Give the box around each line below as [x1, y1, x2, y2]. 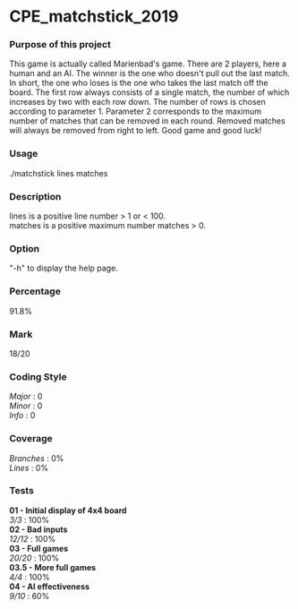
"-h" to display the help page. [9, 262, 118, 274]
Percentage [9, 285, 61, 297]
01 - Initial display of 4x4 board [9, 504, 127, 516]
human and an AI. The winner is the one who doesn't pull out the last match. [9, 68, 290, 79]
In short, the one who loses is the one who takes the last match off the [9, 78, 268, 89]
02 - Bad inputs [9, 524, 68, 535]
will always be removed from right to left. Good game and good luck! [9, 125, 262, 136]
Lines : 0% [9, 462, 49, 473]
